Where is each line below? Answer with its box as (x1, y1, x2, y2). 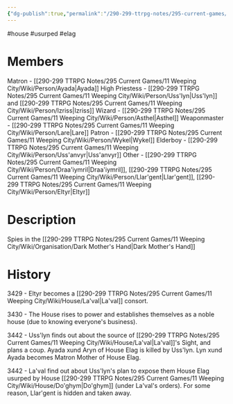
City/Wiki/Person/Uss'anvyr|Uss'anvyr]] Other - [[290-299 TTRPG (7, 150, 197, 159)
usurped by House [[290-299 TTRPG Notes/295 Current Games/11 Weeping (7, 374, 224, 382)
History (7, 266, 51, 282)
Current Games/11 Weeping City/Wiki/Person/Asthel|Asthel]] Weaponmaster (7, 113, 224, 122)
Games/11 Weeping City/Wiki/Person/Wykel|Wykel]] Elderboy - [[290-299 (7, 136, 218, 144)
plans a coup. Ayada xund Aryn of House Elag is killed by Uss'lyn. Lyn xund (7, 346, 223, 355)
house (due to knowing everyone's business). (7, 318, 137, 326)
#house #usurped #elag (7, 29, 76, 38)
